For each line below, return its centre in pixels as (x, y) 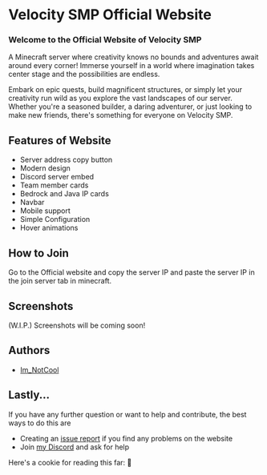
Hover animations (49, 228)
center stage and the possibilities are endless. (84, 74)
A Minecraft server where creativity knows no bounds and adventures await (133, 57)
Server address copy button (66, 160)
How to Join (39, 253)
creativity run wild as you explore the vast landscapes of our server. (120, 99)
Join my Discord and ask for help (75, 447)
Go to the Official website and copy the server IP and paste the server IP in (131, 272)
